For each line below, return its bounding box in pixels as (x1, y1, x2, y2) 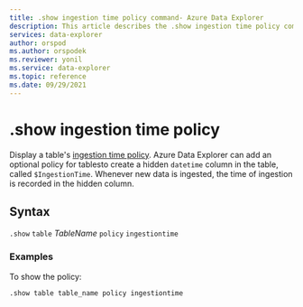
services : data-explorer (9, 30, 103, 39)
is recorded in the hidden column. (9, 178, 134, 189)
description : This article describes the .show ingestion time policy (9, 22, 280, 31)
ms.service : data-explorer (9, 64, 111, 73)
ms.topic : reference (9, 72, 87, 81)
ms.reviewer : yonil (9, 55, 83, 64)
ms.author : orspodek (9, 47, 87, 56)
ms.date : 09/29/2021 (9, 80, 87, 89)
